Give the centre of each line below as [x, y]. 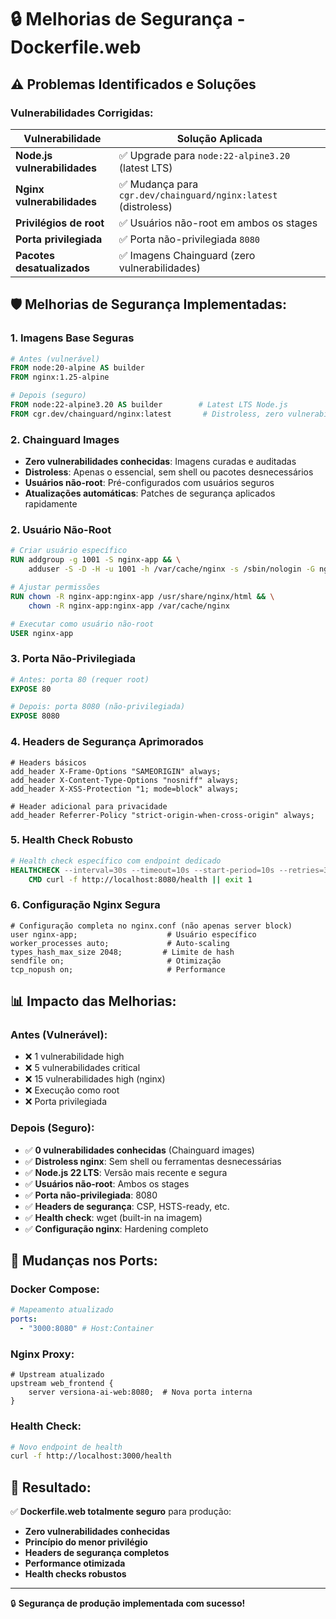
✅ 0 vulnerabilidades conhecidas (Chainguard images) [139, 1150]
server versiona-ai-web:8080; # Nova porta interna [140, 1392]
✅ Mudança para [158, 184]
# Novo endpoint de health [66, 1447]
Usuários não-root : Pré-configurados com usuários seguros [149, 483]
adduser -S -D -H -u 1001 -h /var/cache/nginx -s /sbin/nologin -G [171, 569]
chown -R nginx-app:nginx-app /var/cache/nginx [129, 606]
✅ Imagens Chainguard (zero [187, 255]
